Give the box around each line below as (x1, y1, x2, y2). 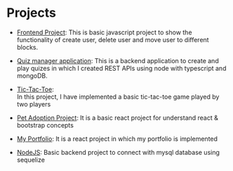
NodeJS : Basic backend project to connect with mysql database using (16, 148, 220, 156)
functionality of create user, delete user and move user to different (16, 35, 209, 43)
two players (16, 100, 51, 108)
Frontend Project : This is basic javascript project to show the (16, 28, 192, 36)
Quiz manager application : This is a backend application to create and (16, 56, 219, 64)
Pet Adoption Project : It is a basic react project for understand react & (16, 114, 219, 122)
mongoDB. (16, 71, 48, 80)
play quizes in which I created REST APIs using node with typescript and (16, 64, 227, 72)
